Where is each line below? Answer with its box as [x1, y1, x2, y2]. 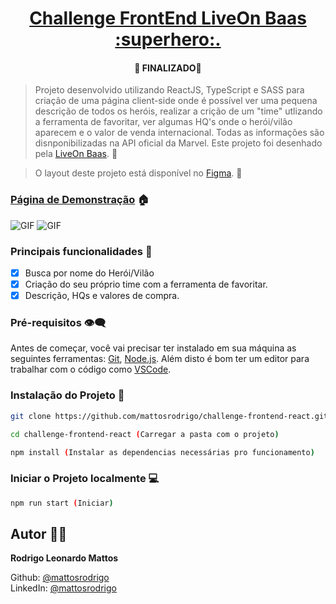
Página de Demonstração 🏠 [10, 193, 150, 207]
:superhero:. [114, 28, 222, 51]
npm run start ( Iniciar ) [10, 498, 114, 508]
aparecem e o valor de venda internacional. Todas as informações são [34, 127, 325, 139]
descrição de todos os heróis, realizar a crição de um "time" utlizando [34, 105, 323, 117]
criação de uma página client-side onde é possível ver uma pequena [34, 95, 318, 107]
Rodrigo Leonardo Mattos [10, 552, 119, 564]
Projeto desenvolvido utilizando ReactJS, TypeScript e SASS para [34, 84, 305, 96]
